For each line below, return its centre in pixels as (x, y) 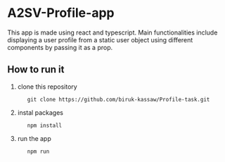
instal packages (40, 112)
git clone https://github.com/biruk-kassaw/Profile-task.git (118, 99)
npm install (45, 125)
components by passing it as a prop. (60, 47)
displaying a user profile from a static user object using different (100, 39)
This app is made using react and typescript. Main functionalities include (112, 32)
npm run (38, 151)
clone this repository (47, 87)
